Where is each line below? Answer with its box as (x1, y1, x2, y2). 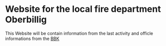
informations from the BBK (5, 36, 60, 42)
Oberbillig (5, 14, 47, 25)
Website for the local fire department (5, 3, 161, 15)
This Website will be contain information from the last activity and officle (5, 30, 153, 36)
